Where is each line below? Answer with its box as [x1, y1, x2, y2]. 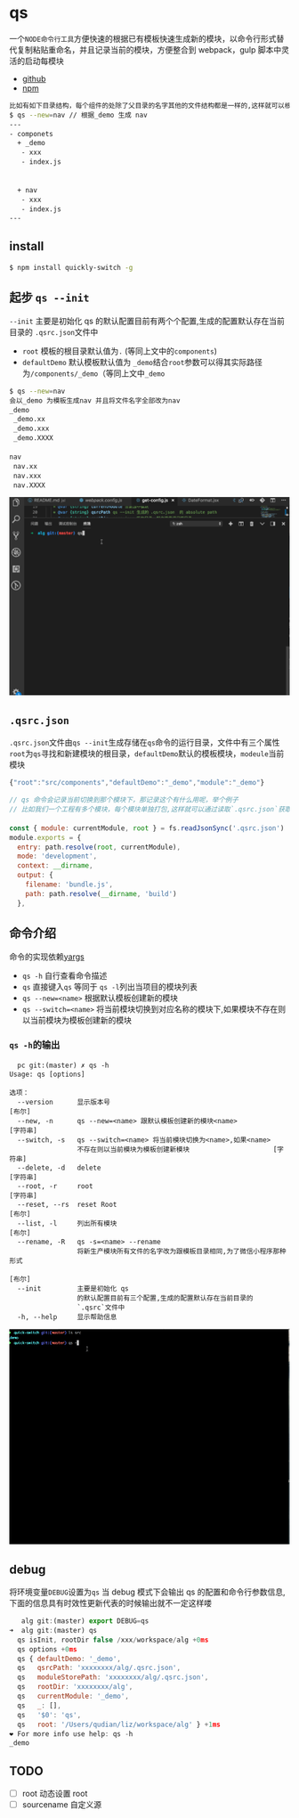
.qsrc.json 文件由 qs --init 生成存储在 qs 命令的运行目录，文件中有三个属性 [9, 738, 280, 748]
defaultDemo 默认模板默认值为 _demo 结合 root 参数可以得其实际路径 [21, 356, 263, 367]
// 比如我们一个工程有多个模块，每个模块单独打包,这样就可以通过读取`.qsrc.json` [9, 805, 279, 814]
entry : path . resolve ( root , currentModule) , [17, 843, 181, 852]
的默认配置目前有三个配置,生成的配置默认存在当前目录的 [77, 1293, 254, 1302]
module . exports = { [9, 833, 82, 842]
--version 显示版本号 [17, 1097, 111, 1106]
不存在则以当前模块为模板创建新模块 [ [77, 1145, 278, 1154]
